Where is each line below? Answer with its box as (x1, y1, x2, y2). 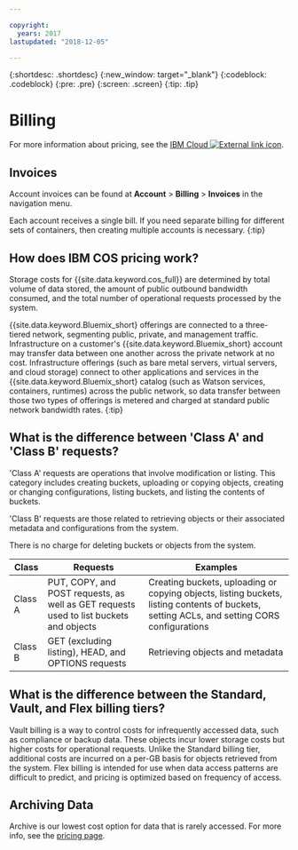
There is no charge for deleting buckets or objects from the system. (9, 539, 256, 551)
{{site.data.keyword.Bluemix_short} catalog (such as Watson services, (9, 376, 266, 386)
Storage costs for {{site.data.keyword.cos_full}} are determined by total (9, 274, 271, 284)
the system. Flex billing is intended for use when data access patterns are (9, 762, 278, 773)
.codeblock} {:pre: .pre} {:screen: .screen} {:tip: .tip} (9, 79, 200, 90)
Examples (194, 560, 238, 573)
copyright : (9, 20, 50, 29)
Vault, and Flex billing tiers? (9, 701, 166, 716)
